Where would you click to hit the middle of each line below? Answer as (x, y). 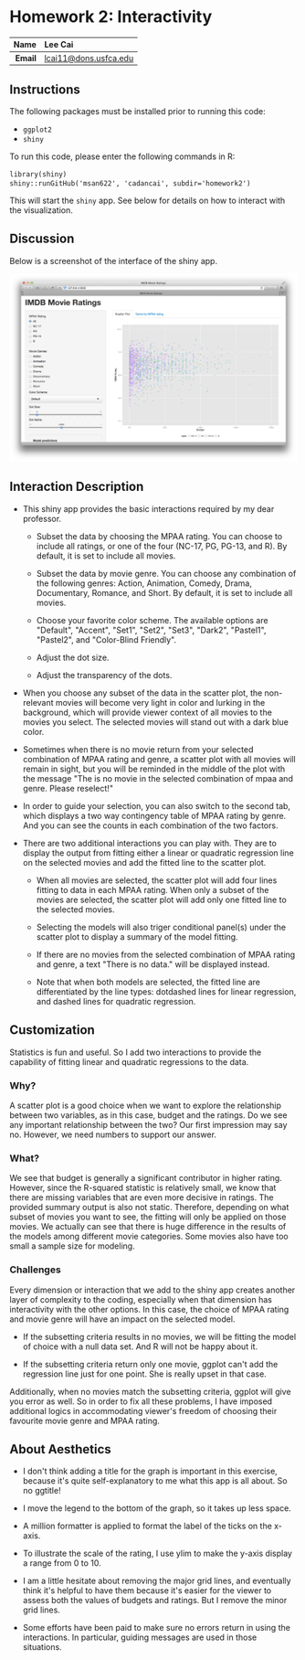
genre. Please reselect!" (68, 788)
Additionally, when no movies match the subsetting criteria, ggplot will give (150, 1391)
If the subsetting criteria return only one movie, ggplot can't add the (150, 1364)
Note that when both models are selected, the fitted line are (148, 982)
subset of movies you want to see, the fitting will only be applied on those (148, 1217)
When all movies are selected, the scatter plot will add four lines (157, 880)
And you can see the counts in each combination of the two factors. (150, 825)
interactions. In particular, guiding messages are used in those (140, 1637)
